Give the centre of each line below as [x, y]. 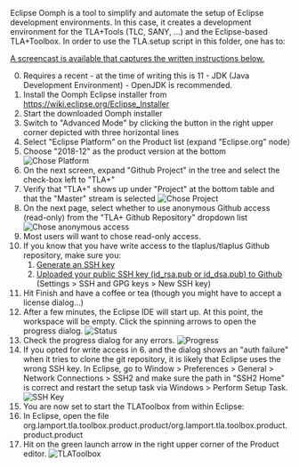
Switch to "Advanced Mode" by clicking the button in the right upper [148, 123]
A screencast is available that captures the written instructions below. [137, 58]
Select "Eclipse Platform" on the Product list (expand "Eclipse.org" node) [157, 142]
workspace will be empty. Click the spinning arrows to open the [140, 321]
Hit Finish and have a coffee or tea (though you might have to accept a [152, 293]
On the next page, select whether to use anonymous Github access [146, 208]
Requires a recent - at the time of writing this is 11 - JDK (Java [136, 76]
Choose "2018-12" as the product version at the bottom [124, 151]
